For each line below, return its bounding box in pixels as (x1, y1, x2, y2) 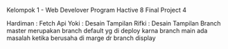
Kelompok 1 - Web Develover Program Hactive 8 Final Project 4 (6, 6, 187, 14)
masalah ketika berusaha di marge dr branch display (6, 34, 156, 42)
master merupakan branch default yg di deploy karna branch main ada (6, 27, 208, 35)
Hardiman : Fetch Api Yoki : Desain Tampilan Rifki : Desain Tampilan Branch (6, 19, 221, 27)
